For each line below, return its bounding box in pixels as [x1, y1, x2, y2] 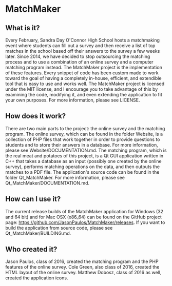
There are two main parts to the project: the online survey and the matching [5, 125, 165, 131]
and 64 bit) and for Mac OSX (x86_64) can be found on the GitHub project [5, 214, 162, 220]
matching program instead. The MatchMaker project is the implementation [5, 65, 163, 70]
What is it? [5, 24, 40, 32]
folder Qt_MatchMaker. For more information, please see [5, 174, 125, 180]
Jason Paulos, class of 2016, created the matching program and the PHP [5, 258, 159, 264]
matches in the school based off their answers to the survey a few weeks [5, 48, 160, 54]
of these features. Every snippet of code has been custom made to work [5, 70, 159, 76]
